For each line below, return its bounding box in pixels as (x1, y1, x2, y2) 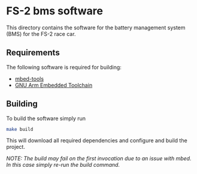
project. (6, 144, 26, 151)
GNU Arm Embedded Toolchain (14, 81, 93, 88)
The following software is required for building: (6, 63, 122, 71)
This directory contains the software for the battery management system (6, 24, 186, 31)
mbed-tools (14, 75, 44, 82)
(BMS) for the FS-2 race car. (6, 30, 76, 37)
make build (6, 126, 34, 132)
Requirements (6, 48, 60, 58)
